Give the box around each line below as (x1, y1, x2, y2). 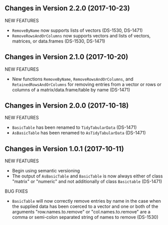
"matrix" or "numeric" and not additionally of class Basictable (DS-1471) (12, 178, 162, 185)
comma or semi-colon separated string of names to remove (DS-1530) (12, 214, 158, 220)
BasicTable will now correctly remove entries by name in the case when (12, 198, 161, 204)
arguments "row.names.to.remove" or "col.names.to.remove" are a (12, 209, 151, 215)
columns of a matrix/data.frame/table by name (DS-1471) (12, 86, 131, 93)
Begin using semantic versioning (12, 168, 80, 174)
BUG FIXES (5, 188, 28, 194)
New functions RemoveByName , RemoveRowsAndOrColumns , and (12, 76, 134, 82)
